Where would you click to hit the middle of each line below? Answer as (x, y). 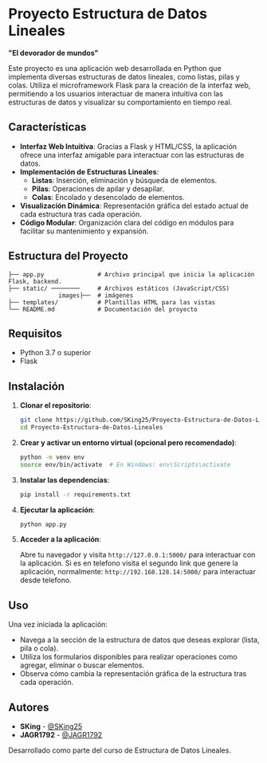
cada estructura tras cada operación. (80, 214)
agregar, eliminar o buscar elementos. (82, 665)
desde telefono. (45, 580)
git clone (36, 420)
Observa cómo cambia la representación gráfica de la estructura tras (133, 674)
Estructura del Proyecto (69, 256)
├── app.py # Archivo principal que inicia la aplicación (132, 274)
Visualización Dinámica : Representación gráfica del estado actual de (134, 205)
